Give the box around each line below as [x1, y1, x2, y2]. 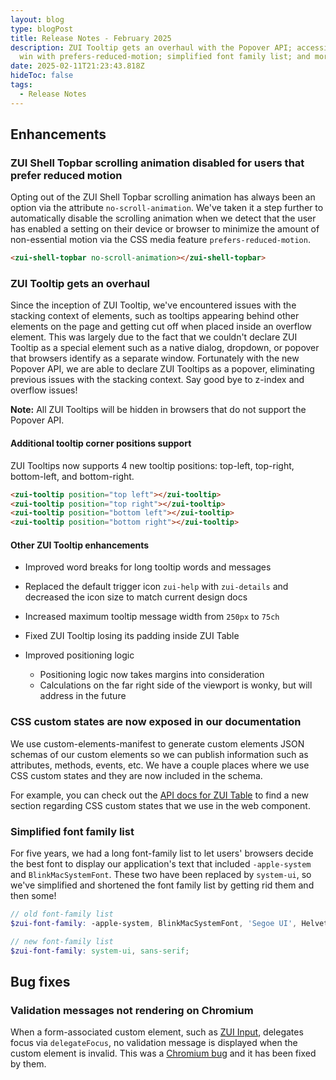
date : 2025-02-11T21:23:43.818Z [10, 61, 145, 71]
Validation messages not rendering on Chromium [10, 1003, 254, 1017]
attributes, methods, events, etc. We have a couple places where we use [10, 759, 310, 771]
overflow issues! [10, 384, 78, 396]
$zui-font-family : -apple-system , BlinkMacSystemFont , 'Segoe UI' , [10, 918, 298, 928]
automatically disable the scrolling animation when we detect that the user [10, 212, 317, 225]
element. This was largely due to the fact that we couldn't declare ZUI [10, 331, 298, 343]
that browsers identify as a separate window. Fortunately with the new [10, 352, 300, 365]
